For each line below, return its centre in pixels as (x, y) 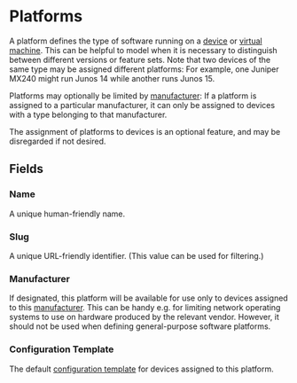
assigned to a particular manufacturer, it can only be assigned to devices (142, 105)
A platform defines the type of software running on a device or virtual (136, 41)
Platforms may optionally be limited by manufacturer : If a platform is (133, 96)
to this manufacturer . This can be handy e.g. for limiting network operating (145, 308)
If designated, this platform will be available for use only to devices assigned (148, 298)
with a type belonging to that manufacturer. (88, 114)
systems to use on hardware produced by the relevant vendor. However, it (144, 317)
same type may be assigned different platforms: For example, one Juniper (144, 69)
